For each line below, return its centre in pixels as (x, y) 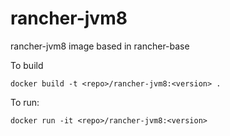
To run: (25, 102)
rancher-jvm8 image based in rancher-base (100, 46)
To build (27, 65)
